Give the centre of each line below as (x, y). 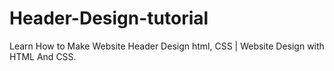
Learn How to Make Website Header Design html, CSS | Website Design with (167, 46)
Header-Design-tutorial (109, 18)
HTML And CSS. (43, 56)
